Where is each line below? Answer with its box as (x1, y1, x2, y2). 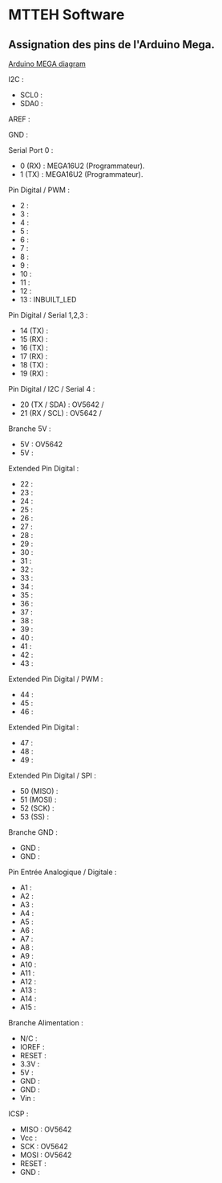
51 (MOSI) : (19, 795, 58, 804)
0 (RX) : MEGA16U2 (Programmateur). (19, 161, 145, 170)
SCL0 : (19, 90, 42, 100)
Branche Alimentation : (8, 1018, 84, 1027)
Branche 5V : (8, 424, 51, 433)
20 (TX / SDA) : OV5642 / (19, 400, 104, 409)
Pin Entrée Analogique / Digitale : (8, 867, 118, 877)
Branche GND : (8, 828, 59, 837)
